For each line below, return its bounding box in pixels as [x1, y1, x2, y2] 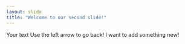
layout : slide [6, 8, 42, 15]
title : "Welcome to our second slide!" [6, 14, 107, 20]
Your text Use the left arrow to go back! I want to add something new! [6, 31, 180, 38]
